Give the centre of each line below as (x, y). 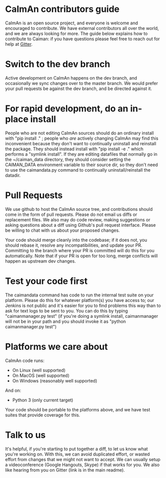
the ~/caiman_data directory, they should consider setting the (68, 159)
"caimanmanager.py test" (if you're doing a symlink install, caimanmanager (82, 316)
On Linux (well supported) (39, 370)
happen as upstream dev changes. (40, 261)
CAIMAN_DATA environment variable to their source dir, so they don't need (82, 165)
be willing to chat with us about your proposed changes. (62, 230)
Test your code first (46, 281)
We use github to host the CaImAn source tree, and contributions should (79, 209)
